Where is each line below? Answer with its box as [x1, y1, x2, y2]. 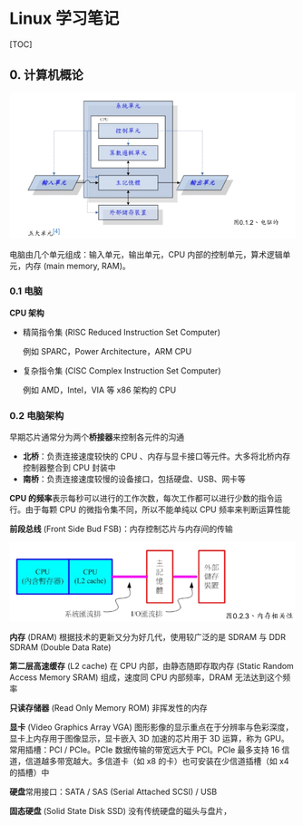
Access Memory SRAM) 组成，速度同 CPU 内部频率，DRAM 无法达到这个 [9, 672, 283, 683]
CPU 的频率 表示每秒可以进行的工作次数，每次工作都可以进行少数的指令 [9, 493, 275, 504]
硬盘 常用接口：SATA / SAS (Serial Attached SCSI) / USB [9, 786, 218, 797]
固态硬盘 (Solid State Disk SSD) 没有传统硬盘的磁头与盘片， [9, 805, 232, 816]
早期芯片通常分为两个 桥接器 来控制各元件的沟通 [9, 432, 184, 442]
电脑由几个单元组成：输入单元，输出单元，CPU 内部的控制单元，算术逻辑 [9, 248, 283, 259]
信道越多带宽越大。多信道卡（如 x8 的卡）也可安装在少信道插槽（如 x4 [24, 755, 289, 766]
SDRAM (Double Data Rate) [9, 641, 112, 653]
